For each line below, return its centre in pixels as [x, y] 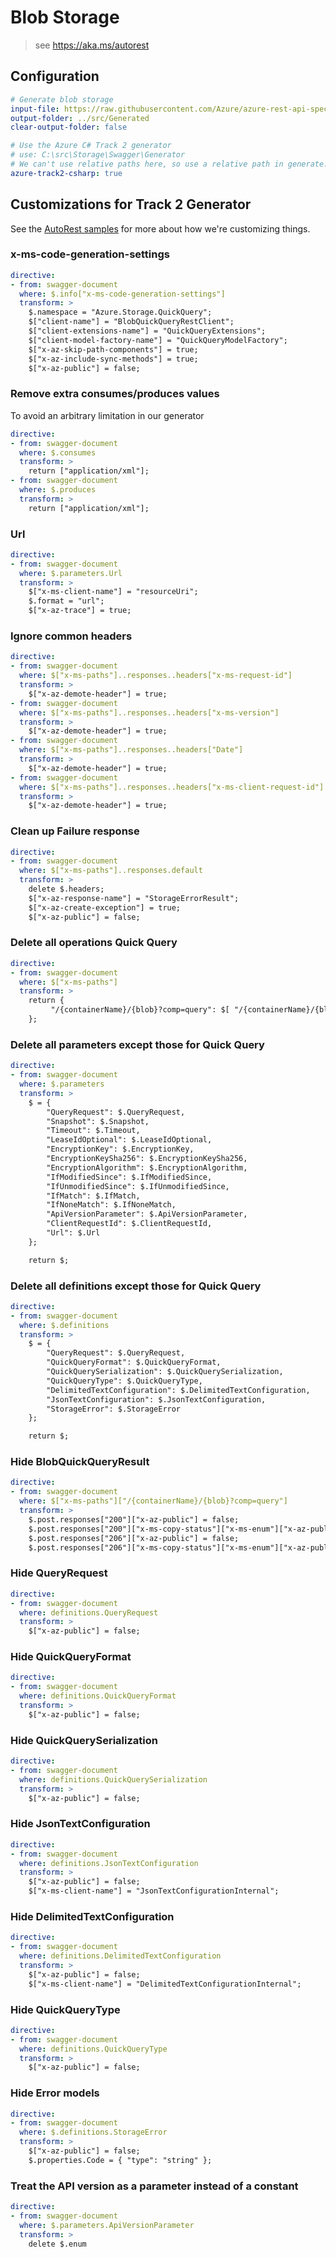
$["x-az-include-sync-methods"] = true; [113, 359]
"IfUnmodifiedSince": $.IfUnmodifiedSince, [138, 1186]
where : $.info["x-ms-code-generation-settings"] [122, 294]
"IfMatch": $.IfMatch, [93, 1196]
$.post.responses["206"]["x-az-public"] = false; [134, 1538]
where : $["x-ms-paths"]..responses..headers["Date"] [131, 750]
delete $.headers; [66, 889]
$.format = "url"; [66, 601]
